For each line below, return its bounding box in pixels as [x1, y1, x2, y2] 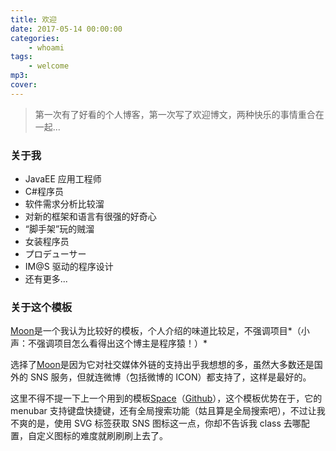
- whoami [28, 42, 65, 53]
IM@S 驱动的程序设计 [24, 261, 114, 273]
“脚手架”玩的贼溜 [24, 223, 95, 235]
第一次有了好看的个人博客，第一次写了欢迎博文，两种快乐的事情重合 [34, 108, 316, 120]
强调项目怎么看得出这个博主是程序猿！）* [36, 337, 208, 350]
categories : [10, 33, 60, 43]
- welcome [28, 61, 70, 71]
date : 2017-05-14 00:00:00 [10, 24, 123, 34]
